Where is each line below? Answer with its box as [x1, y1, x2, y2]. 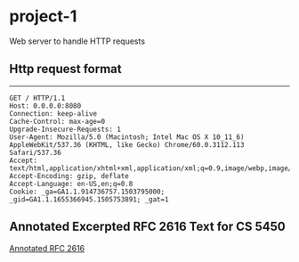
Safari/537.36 [9, 148, 62, 157]
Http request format [9, 61, 122, 77]
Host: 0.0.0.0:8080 [9, 101, 82, 111]
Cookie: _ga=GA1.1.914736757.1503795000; [9, 187, 166, 196]
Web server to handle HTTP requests [9, 36, 145, 46]
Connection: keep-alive [9, 109, 98, 118]
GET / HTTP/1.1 [9, 94, 66, 102]
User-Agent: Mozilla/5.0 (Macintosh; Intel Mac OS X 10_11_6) [9, 132, 245, 142]
